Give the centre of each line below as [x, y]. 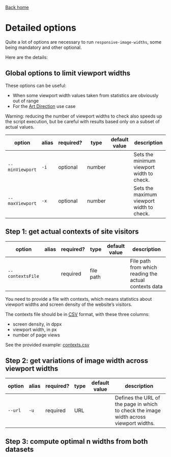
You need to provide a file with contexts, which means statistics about [79, 299]
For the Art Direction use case [44, 106]
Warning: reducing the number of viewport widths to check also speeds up [84, 116]
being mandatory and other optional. [44, 47]
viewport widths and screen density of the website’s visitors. [69, 304]
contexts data [146, 286]
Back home [17, 7]
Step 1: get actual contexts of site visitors [72, 232]
